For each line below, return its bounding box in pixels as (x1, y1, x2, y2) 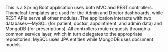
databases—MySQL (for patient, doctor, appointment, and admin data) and (5, 20, 162, 26)
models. (5, 42, 22, 47)
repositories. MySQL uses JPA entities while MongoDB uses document (5, 36, 154, 42)
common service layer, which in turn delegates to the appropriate (5, 31, 143, 37)
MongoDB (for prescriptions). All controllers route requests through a (5, 26, 150, 32)
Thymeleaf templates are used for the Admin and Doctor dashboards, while (5, 10, 163, 16)
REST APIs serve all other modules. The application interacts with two (5, 15, 152, 21)
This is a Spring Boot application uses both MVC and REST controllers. (5, 5, 153, 10)
